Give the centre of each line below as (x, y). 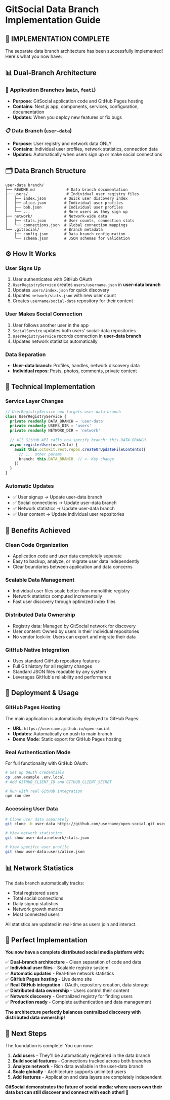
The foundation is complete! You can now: (49, 1046)
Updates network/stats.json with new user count (64, 296)
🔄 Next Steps (26, 1033)
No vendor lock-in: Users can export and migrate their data (74, 636)
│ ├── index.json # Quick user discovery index (67, 198)
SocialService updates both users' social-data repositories (74, 330)
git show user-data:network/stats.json (47, 838)
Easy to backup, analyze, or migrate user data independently (76, 561)
